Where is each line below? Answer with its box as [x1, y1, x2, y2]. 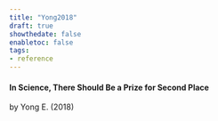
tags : [9, 46, 29, 55]
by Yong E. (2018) [9, 101, 75, 112]
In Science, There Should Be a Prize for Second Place [9, 82, 209, 93]
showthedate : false [9, 29, 82, 38]
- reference [9, 54, 53, 63]
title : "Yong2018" [9, 12, 77, 22]
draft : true [9, 21, 53, 30]
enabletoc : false [9, 37, 74, 47]
